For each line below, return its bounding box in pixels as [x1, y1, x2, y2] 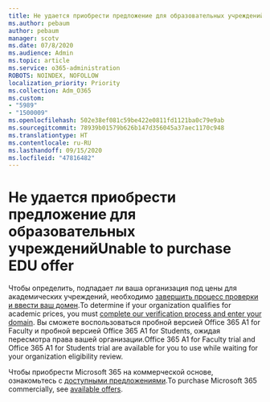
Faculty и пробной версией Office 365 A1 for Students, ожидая [8, 326, 221, 336]
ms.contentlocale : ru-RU [8, 138, 92, 147]
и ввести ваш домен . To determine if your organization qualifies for [8, 301, 231, 310]
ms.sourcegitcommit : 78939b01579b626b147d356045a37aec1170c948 [8, 124, 225, 132]
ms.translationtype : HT [8, 131, 88, 139]
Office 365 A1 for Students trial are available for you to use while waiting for [8, 343, 259, 353]
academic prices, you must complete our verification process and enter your [8, 309, 262, 318]
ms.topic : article [8, 57, 70, 65]
